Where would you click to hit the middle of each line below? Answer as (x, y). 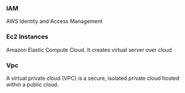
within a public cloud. (32, 84)
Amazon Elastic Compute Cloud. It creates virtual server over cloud (89, 49)
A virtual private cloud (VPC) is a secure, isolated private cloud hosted (93, 78)
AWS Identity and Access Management (54, 21)
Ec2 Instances (27, 37)
